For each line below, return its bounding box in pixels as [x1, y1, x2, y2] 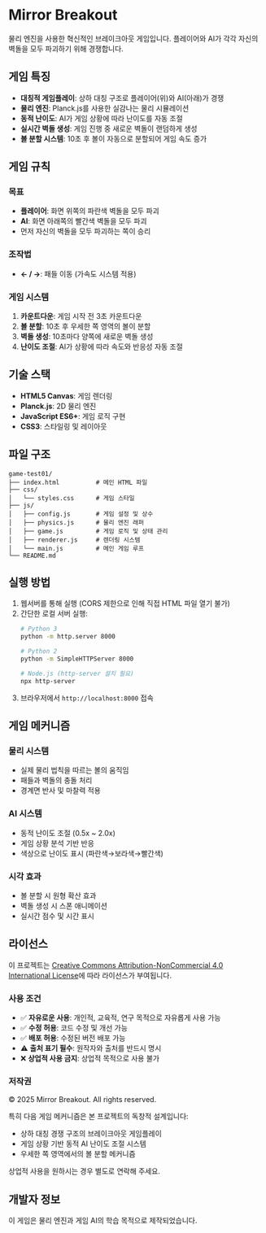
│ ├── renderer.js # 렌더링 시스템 [8, 535, 141, 544]
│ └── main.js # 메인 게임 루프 [8, 544, 145, 552]
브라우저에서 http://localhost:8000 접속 [20, 693, 155, 703]
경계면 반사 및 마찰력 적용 [20, 786, 102, 795]
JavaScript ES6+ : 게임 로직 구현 [20, 411, 126, 420]
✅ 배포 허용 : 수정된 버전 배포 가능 [20, 1033, 126, 1043]
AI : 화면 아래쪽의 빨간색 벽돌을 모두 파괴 [20, 216, 147, 226]
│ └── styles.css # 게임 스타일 [8, 494, 135, 502]
